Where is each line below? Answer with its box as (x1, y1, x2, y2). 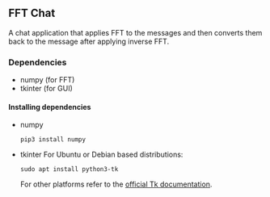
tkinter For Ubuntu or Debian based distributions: (19, 149, 184, 160)
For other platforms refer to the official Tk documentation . (19, 179, 213, 189)
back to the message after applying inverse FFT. (8, 36, 170, 46)
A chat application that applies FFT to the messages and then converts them (8, 27, 263, 37)
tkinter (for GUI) (19, 84, 73, 94)
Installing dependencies (8, 102, 91, 111)
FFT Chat (8, 6, 56, 20)
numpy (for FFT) (19, 75, 75, 85)
